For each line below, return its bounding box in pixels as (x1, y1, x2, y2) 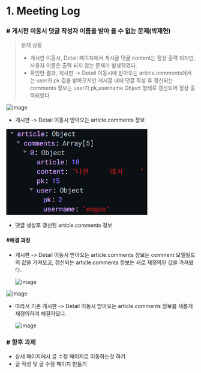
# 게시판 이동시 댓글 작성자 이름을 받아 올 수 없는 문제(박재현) (6, 27, 171, 35)
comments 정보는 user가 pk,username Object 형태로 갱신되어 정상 (29, 84, 189, 91)
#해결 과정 (6, 236, 31, 244)
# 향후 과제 (6, 338, 36, 347)
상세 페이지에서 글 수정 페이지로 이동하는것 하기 (14, 353, 126, 360)
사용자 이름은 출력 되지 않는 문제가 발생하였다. (29, 62, 137, 69)
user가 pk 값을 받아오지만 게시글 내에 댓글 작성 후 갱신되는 (36, 77, 173, 84)
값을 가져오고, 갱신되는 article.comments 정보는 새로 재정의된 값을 (21, 259, 178, 266)
